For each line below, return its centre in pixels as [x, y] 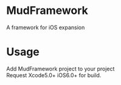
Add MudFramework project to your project [60, 69]
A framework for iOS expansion [46, 27]
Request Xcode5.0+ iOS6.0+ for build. [54, 75]
